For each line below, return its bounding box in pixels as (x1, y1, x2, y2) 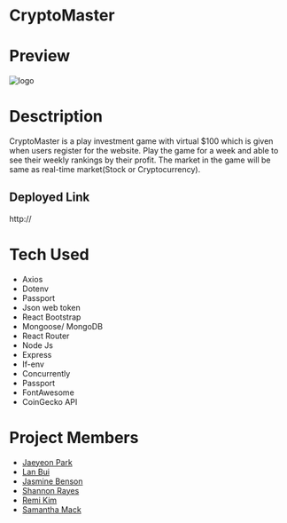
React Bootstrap (21, 312, 81, 322)
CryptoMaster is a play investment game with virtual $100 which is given (9, 136, 274, 147)
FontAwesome (21, 387, 75, 398)
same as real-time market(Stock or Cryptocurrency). (9, 164, 201, 175)
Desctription (9, 107, 104, 127)
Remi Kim (21, 495, 58, 505)
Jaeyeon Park (21, 456, 73, 467)
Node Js (21, 339, 53, 351)
